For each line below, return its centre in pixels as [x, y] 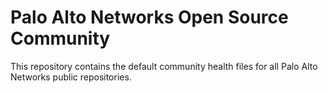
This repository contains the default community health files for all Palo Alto [164, 66]
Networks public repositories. [71, 77]
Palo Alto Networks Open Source [149, 17]
